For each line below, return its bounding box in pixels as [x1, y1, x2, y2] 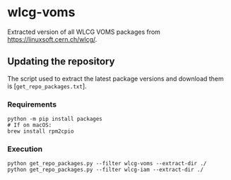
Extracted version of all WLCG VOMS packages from [7, 28, 161, 36]
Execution [7, 144, 43, 154]
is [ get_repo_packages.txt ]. [7, 82, 87, 90]
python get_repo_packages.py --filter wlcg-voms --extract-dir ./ [7, 160, 207, 167]
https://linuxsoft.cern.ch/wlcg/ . [7, 35, 97, 43]
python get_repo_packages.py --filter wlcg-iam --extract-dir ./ [7, 167, 203, 174]
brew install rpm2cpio [7, 128, 74, 135]
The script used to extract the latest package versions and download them [7, 74, 224, 83]
